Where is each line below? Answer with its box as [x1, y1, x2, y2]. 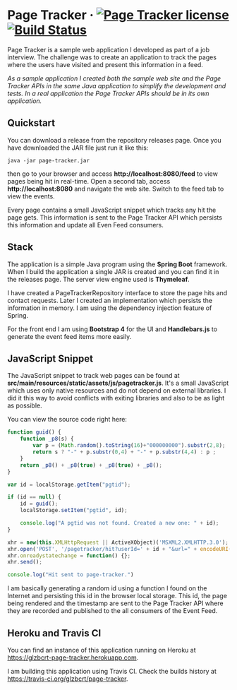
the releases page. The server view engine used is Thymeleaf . [7, 275, 190, 283]
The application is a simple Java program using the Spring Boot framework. [7, 260, 228, 268]
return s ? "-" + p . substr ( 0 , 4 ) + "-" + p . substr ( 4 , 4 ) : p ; [32, 448, 217, 456]
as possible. [7, 401, 42, 410]
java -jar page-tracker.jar [7, 157, 90, 164]
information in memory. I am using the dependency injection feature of [7, 304, 212, 312]
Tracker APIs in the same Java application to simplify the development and [7, 81, 226, 90]
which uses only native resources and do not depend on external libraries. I [7, 386, 226, 395]
